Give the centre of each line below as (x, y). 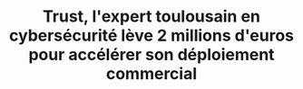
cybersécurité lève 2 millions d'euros (151, 36)
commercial (151, 74)
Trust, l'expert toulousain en (151, 17)
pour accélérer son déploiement (151, 55)
